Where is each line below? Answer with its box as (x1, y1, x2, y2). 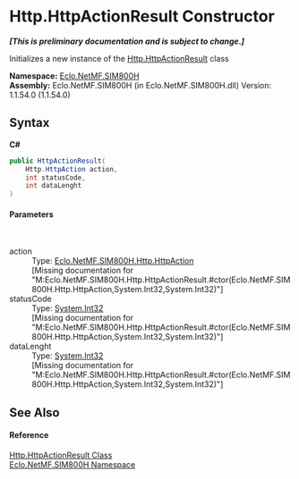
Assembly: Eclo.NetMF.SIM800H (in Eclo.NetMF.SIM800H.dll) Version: (9, 80, 272, 90)
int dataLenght (25, 181, 82, 190)
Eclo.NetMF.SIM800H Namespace (9, 458, 136, 470)
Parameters (9, 208, 54, 220)
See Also (9, 405, 60, 420)
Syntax (9, 115, 50, 130)
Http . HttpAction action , (25, 164, 118, 173)
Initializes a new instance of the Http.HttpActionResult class (9, 53, 230, 63)
